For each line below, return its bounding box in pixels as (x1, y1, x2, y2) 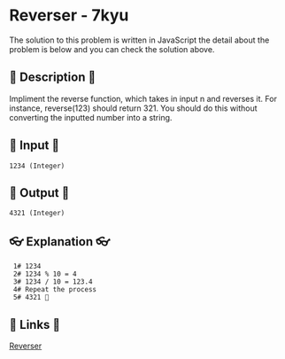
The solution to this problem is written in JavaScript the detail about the (9, 35, 270, 45)
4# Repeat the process (12, 285, 97, 294)
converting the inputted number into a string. (9, 112, 173, 122)
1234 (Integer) (9, 161, 65, 170)
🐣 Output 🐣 (9, 185, 70, 200)
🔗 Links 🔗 (9, 316, 61, 332)
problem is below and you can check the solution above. (9, 43, 215, 54)
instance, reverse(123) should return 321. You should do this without (9, 103, 258, 113)
